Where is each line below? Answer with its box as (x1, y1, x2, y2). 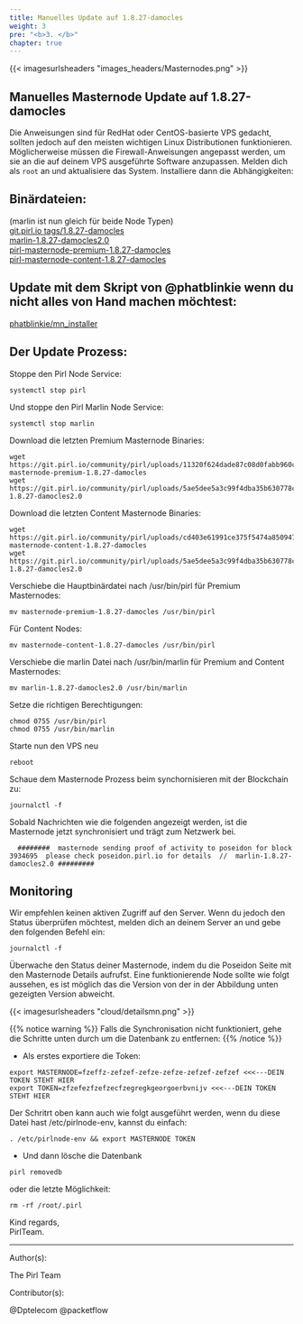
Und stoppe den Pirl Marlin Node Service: (9, 401, 164, 412)
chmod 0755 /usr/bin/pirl (9, 716, 106, 726)
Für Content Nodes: (9, 623, 83, 634)
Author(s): (9, 1253, 48, 1264)
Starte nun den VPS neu (9, 740, 99, 751)
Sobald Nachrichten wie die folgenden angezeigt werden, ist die (9, 816, 248, 827)
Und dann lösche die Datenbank (22, 1151, 142, 1162)
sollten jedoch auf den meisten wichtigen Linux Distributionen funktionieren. (9, 137, 293, 148)
